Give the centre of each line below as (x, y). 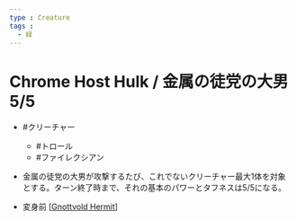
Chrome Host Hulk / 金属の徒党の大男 (149, 81)
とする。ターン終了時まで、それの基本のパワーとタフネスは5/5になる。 (154, 188)
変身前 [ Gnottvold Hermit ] (70, 207)
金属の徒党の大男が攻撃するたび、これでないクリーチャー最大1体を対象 (154, 177)
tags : (22, 26)
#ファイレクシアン (70, 157)
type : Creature (40, 18)
